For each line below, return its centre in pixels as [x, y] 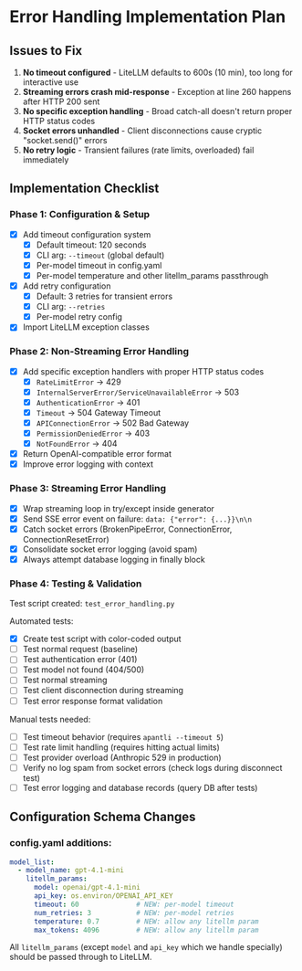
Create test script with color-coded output [102, 639]
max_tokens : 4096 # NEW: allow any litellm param [146, 930]
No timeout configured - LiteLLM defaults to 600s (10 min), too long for [158, 72]
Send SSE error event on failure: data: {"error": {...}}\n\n [137, 519]
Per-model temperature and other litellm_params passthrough [152, 275]
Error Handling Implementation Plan [147, 17]
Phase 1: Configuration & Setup [80, 215]
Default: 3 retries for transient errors [104, 296]
